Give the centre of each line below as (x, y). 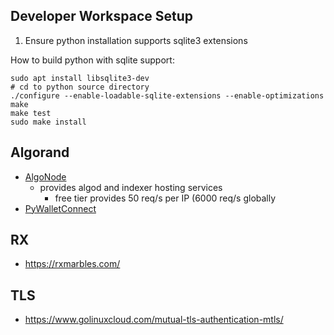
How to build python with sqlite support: (92, 60)
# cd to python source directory (80, 87)
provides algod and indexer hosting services (131, 187)
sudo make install (48, 122)
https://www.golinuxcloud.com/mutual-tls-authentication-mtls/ (154, 320)
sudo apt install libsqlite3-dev (80, 78)
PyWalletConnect (60, 208)
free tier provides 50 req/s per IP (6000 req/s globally (165, 198)
